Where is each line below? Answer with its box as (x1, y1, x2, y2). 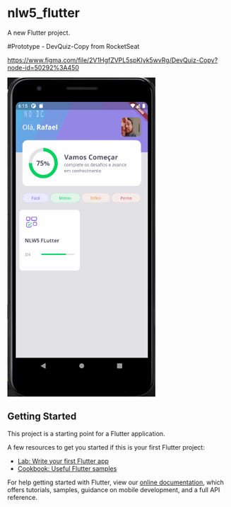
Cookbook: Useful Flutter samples (17, 464, 117, 472)
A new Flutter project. (7, 28, 71, 37)
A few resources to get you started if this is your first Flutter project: (7, 443, 205, 451)
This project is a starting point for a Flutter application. (7, 429, 165, 438)
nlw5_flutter (7, 5, 80, 21)
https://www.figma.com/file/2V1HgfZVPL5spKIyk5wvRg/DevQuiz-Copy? (7, 55, 218, 64)
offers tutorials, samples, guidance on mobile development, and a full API (7, 485, 220, 494)
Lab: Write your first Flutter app (17, 457, 109, 465)
